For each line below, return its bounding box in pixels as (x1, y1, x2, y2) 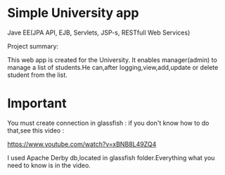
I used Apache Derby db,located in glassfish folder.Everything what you (7, 153, 215, 162)
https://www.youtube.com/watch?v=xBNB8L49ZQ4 (7, 140, 157, 148)
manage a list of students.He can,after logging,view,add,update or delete (7, 63, 219, 71)
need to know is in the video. (7, 161, 91, 169)
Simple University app (7, 5, 139, 21)
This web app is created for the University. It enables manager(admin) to (7, 55, 218, 64)
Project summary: (7, 42, 58, 50)
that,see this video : (7, 126, 65, 135)
